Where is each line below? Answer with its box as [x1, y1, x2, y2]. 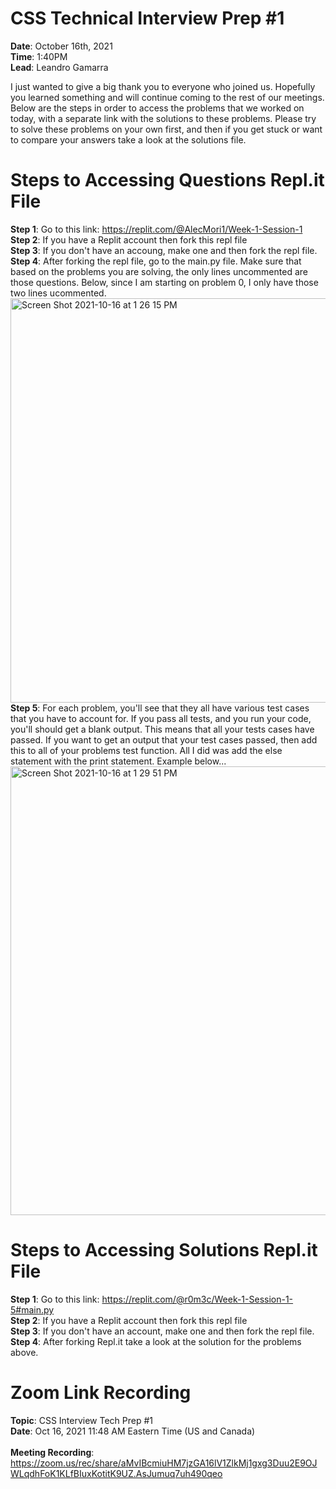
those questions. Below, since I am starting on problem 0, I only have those [10, 276, 319, 288]
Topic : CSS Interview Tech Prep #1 [10, 1414, 154, 1426]
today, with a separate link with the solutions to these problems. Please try [10, 112, 317, 124]
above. [10, 1346, 39, 1358]
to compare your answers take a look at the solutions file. [10, 133, 247, 146]
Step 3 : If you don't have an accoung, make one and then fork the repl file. [10, 244, 318, 256]
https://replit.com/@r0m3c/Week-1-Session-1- [101, 1293, 294, 1305]
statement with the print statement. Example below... [10, 755, 227, 767]
